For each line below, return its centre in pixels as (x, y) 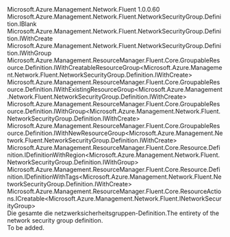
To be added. (26, 228)
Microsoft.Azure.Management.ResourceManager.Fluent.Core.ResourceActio (114, 191)
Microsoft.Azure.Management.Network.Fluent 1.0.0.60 (84, 9)
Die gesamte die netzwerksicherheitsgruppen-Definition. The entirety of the (113, 213)
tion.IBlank (22, 24)
